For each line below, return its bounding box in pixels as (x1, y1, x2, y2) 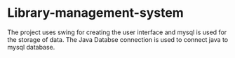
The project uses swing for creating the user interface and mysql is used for (7, 28, 227, 36)
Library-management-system (7, 5, 184, 21)
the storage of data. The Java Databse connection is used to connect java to (7, 35, 229, 43)
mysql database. (7, 43, 55, 51)
